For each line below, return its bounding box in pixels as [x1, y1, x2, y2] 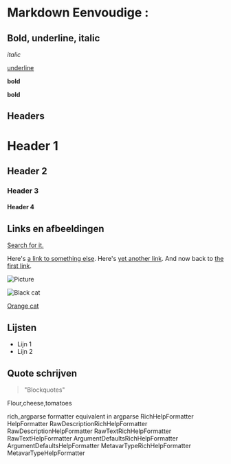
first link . [7, 262, 32, 270]
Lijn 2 [16, 348, 33, 356]
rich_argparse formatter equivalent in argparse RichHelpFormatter [7, 412, 194, 421]
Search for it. [7, 241, 44, 249]
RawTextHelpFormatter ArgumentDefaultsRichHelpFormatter [7, 434, 179, 442]
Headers [7, 110, 45, 122]
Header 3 [7, 186, 39, 196]
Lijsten [7, 321, 37, 333]
